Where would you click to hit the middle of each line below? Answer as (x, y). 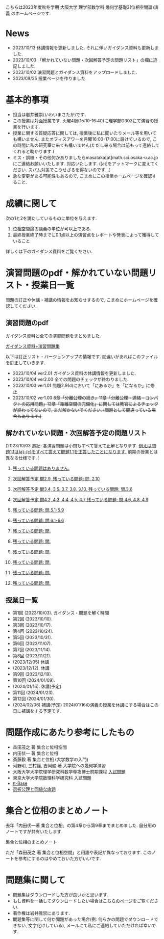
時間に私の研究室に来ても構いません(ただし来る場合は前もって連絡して (88, 145)
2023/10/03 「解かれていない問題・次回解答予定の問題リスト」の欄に (83, 60)
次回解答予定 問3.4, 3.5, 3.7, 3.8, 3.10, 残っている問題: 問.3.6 (72, 489)
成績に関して (31, 204)
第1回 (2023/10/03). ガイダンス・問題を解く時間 (61, 613)
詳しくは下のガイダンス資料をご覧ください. (49, 251)
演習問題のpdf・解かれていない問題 (77, 273)
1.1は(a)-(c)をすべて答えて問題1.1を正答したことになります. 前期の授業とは (84, 452)
